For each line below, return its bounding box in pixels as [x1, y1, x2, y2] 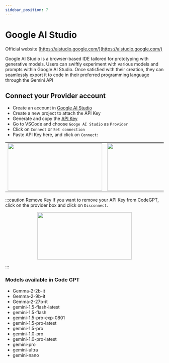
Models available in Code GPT [5, 276, 80, 283]
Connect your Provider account [5, 91, 106, 100]
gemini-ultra [12, 346, 38, 353]
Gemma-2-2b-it [12, 288, 45, 294]
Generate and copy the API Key [12, 115, 78, 122]
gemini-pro [12, 341, 36, 347]
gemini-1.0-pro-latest [12, 336, 57, 342]
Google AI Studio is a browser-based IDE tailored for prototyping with [5, 55, 149, 62]
